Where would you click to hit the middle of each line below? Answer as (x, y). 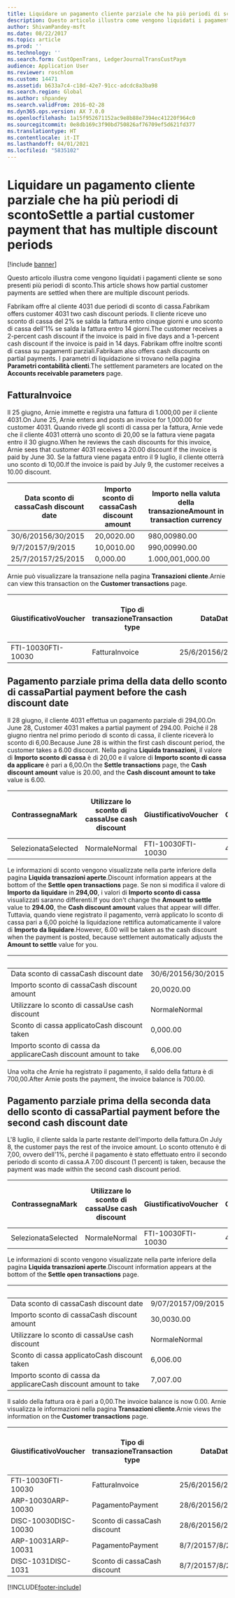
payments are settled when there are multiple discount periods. (99, 292)
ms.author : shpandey (37, 99)
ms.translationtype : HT (42, 131)
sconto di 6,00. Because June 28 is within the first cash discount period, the (116, 742)
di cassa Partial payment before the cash (97, 692)
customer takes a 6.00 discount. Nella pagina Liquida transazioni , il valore (115, 750)
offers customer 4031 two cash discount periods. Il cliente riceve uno (107, 313)
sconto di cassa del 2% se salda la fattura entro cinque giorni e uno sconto (115, 321)
